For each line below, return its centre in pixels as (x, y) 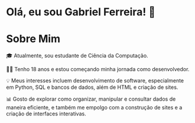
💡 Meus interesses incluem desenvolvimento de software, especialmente (95, 81)
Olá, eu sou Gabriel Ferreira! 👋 (81, 12)
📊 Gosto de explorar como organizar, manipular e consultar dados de (91, 99)
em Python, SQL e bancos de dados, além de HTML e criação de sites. (92, 87)
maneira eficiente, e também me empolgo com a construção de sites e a (94, 108)
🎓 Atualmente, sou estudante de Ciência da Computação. (77, 56)
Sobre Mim (33, 39)
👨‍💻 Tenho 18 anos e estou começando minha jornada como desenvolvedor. (98, 69)
